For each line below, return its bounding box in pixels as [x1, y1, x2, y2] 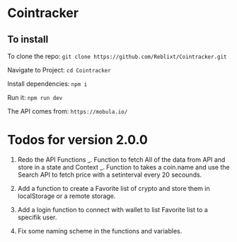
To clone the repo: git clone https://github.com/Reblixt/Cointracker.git [7, 52, 227, 60]
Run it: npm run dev [7, 94, 63, 101]
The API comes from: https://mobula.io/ [7, 107, 128, 115]
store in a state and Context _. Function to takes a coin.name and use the [17, 163, 230, 171]
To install [7, 33, 49, 45]
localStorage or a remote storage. [17, 192, 116, 200]
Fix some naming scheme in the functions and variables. [17, 226, 183, 235]
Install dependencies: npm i [7, 79, 88, 88]
